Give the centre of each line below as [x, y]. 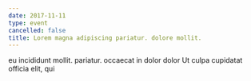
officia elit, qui [32, 69]
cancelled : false [37, 30]
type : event [28, 23]
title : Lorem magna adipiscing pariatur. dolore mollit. [105, 38]
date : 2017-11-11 [37, 15]
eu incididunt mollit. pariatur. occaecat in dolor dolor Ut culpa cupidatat [125, 60]
